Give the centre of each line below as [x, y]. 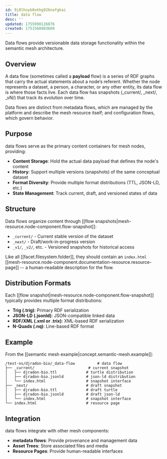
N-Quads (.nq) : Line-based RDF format [53, 326]
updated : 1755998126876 [30, 24]
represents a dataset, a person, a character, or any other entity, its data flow [83, 87]
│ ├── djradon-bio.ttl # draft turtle [61, 390]
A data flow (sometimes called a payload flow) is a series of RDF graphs [80, 76]
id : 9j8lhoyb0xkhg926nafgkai [36, 10]
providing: [16, 151]
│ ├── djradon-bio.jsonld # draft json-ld [63, 395]
